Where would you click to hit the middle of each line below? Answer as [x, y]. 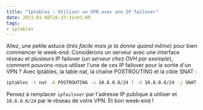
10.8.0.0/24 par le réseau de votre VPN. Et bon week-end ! [80, 101]
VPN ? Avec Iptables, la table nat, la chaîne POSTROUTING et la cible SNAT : [101, 72]
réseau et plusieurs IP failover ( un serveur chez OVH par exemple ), [90, 59]
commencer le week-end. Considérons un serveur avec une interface [93, 53]
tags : [13, 23]
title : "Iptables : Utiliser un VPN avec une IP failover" [82, 12]
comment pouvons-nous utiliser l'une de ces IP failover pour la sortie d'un [99, 65]
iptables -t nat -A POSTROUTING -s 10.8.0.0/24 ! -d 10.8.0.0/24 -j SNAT [101, 83]
